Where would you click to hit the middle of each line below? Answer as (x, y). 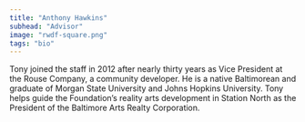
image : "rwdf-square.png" (58, 35)
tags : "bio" (32, 43)
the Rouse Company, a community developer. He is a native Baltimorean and (153, 79)
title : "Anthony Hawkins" (58, 18)
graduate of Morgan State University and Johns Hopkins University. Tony (147, 88)
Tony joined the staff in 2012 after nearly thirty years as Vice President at (146, 69)
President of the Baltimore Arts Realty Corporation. (105, 108)
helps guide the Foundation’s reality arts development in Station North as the (153, 98)
